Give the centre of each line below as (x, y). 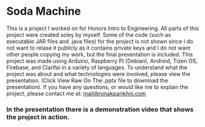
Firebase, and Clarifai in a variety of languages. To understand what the (97, 67)
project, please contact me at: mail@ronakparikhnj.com (76, 93)
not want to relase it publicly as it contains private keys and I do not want (99, 48)
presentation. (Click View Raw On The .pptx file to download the (87, 80)
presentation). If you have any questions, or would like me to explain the (97, 87)
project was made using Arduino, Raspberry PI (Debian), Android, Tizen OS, (102, 61)
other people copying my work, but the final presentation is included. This (100, 54)
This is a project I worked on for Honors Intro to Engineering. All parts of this (103, 28)
